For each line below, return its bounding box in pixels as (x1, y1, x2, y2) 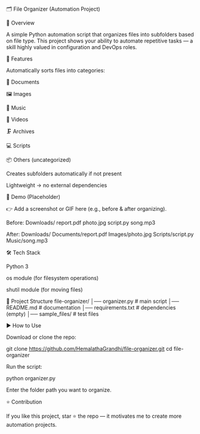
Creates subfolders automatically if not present (6, 170, 122, 177)
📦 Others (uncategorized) (6, 156, 72, 163)
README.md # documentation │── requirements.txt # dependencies (6, 304, 176, 311)
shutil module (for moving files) (6, 286, 83, 293)
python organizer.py (6, 375, 56, 382)
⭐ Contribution (6, 398, 42, 405)
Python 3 (6, 263, 29, 270)
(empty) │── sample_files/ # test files (6, 311, 99, 317)
